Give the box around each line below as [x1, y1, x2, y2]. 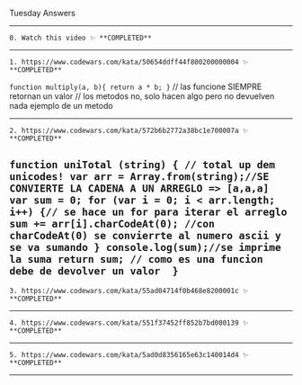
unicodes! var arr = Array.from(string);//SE [9, 170, 270, 184]
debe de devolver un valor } [9, 264, 179, 278]
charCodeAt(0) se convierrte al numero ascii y [9, 229, 281, 242]
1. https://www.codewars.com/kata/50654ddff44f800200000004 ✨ [9, 58, 249, 67]
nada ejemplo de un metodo [9, 101, 114, 111]
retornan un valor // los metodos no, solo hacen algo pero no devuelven [9, 91, 275, 102]
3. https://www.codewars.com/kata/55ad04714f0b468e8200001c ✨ [9, 286, 249, 295]
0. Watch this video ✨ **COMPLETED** [9, 33, 153, 42]
